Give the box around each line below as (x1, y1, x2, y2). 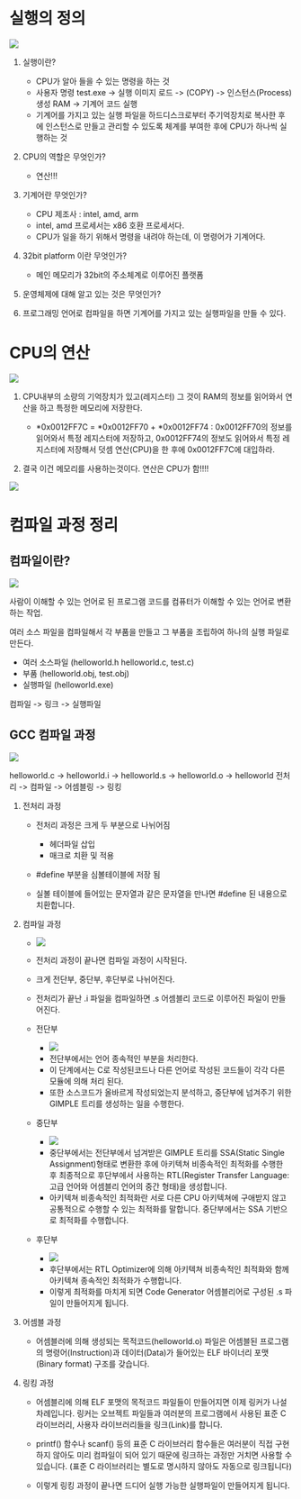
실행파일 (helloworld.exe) (22, 679, 114, 690)
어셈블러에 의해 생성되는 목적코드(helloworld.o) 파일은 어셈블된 (35, 1335, 258, 1347)
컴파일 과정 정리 (9, 515, 119, 536)
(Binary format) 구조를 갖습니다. (35, 1358, 150, 1369)
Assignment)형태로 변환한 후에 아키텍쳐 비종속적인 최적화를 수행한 (49, 1158, 284, 1169)
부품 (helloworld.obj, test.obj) (22, 668, 130, 678)
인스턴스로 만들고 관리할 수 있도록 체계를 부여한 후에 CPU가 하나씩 (45, 121, 279, 132)
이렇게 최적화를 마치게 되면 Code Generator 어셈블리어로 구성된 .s (49, 1286, 283, 1297)
